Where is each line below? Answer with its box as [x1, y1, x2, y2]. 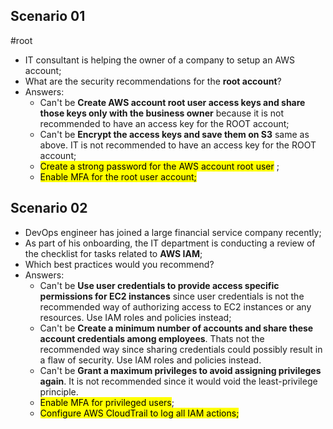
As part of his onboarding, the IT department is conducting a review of [24, 237, 316, 249]
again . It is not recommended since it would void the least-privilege [39, 375, 318, 387]
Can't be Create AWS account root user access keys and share [39, 96, 306, 108]
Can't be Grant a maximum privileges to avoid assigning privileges [39, 364, 322, 376]
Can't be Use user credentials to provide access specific [39, 279, 280, 291]
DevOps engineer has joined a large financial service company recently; [24, 226, 322, 238]
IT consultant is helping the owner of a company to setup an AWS [24, 54, 296, 66]
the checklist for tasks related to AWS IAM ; [24, 247, 203, 259]
